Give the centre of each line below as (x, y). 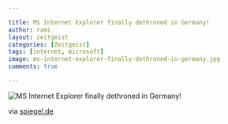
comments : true (33, 67)
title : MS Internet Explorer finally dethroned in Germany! (109, 22)
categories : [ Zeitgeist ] (49, 44)
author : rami (30, 30)
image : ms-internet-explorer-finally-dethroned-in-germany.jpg (114, 59)
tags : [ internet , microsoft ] (56, 52)
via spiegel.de (31, 111)
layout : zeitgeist (38, 37)
